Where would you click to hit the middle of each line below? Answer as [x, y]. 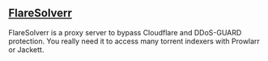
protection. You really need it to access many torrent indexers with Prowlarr [134, 41]
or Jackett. [26, 49]
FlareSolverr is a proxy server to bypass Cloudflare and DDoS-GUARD [125, 32]
